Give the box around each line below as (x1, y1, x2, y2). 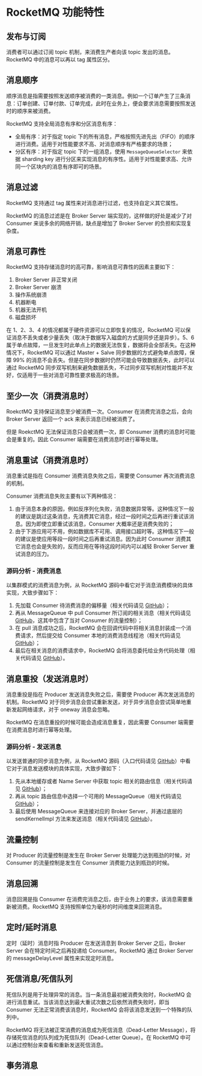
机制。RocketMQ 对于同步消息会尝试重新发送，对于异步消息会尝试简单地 (6, 698, 186, 706)
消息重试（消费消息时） (6, 455, 93, 465)
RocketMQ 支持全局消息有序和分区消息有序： (6, 120, 118, 127)
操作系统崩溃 (14, 291, 47, 298)
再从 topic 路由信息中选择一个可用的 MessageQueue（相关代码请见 (14, 793, 182, 800)
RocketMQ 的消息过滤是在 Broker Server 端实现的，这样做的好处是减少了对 (6, 212, 192, 219)
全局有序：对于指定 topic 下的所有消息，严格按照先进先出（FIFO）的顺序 (14, 133, 195, 140)
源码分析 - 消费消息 (6, 566, 62, 575)
